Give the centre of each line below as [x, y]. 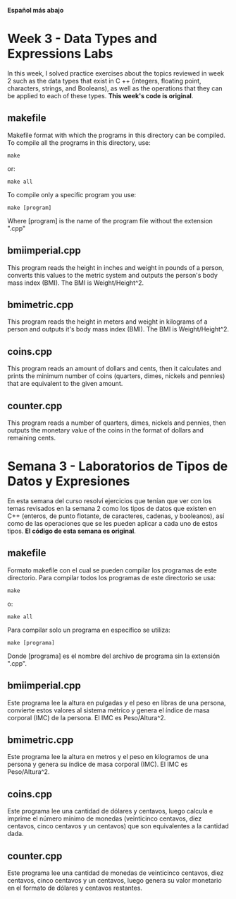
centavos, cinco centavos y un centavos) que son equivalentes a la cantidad [118, 826]
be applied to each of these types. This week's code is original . [100, 95]
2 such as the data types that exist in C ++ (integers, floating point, [105, 81]
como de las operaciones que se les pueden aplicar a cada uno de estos [113, 523]
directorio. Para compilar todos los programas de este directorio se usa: [112, 577]
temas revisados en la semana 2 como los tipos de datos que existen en [112, 508]
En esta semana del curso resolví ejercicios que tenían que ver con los [110, 500]
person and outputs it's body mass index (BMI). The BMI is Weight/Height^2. [118, 329]
